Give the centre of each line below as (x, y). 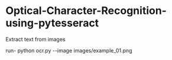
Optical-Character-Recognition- (86, 11)
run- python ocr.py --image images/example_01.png (69, 50)
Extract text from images (35, 39)
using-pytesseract (52, 23)
